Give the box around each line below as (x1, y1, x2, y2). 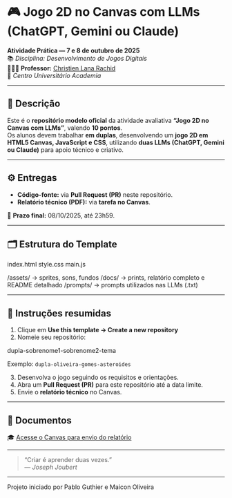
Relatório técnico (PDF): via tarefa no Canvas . (17, 198, 151, 206)
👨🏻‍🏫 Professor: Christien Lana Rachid (7, 64, 116, 72)
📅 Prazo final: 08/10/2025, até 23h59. (7, 211, 115, 220)
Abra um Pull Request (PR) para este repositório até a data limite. (17, 381, 204, 389)
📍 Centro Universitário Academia (7, 71, 101, 79)
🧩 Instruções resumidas (7, 307, 112, 319)
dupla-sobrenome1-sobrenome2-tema (7, 347, 116, 355)
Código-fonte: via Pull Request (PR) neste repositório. (17, 190, 173, 199)
